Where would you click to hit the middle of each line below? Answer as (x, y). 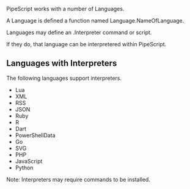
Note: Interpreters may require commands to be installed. (79, 179)
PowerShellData (35, 135)
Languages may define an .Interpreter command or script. (79, 32)
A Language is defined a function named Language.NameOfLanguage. (95, 20)
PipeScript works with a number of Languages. (65, 9)
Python (24, 168)
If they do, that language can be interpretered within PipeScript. (86, 44)
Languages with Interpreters (62, 63)
